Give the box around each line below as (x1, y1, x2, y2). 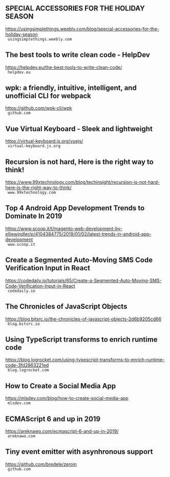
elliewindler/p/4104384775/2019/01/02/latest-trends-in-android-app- (5, 231, 152, 237)
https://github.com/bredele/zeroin (5, 461, 77, 467)
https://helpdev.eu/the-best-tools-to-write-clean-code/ (5, 64, 122, 70)
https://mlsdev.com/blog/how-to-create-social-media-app (5, 395, 129, 402)
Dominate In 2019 (5, 212, 62, 221)
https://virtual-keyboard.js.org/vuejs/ (5, 138, 83, 144)
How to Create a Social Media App (5, 382, 116, 390)
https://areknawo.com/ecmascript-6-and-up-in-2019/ (5, 428, 119, 434)
